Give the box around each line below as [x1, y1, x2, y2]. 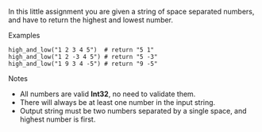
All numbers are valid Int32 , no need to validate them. [19, 89, 196, 99]
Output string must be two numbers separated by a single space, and [19, 107, 248, 115]
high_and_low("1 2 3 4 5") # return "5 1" [8, 46, 155, 54]
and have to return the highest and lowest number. [8, 15, 173, 25]
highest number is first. [19, 115, 96, 124]
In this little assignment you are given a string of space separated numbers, [8, 7, 255, 16]
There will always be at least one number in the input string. [19, 98, 216, 107]
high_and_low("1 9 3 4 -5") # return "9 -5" [8, 60, 158, 68]
